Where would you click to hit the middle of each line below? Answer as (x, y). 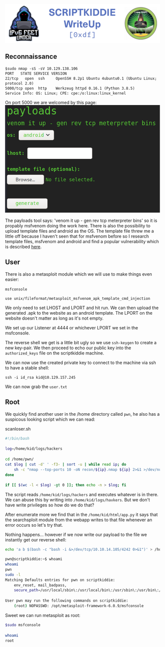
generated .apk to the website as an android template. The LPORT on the (79, 313)
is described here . (23, 247)
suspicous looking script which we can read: (50, 419)
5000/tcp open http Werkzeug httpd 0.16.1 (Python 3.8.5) (70, 88)
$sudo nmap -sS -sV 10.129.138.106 (41, 69)
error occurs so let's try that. (34, 525)
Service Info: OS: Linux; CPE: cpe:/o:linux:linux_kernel (66, 93)
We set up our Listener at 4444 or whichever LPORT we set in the (72, 327)
